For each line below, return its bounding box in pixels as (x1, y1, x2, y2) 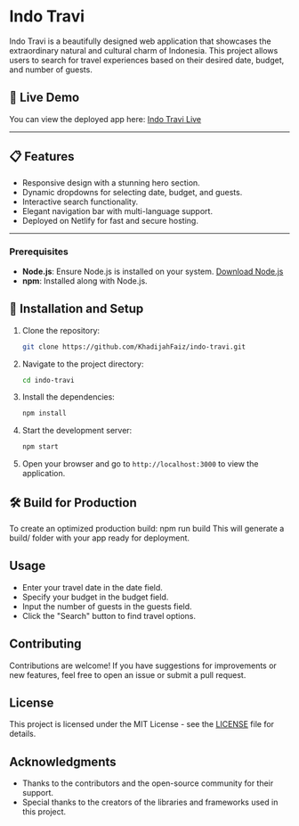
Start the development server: (21, 425, 133, 436)
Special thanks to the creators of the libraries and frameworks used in (21, 797, 279, 808)
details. (9, 729, 36, 739)
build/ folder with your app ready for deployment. (9, 533, 190, 543)
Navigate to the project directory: (21, 359, 144, 369)
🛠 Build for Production (9, 495, 137, 510)
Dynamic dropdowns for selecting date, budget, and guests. (21, 186, 243, 197)
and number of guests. (9, 64, 93, 75)
